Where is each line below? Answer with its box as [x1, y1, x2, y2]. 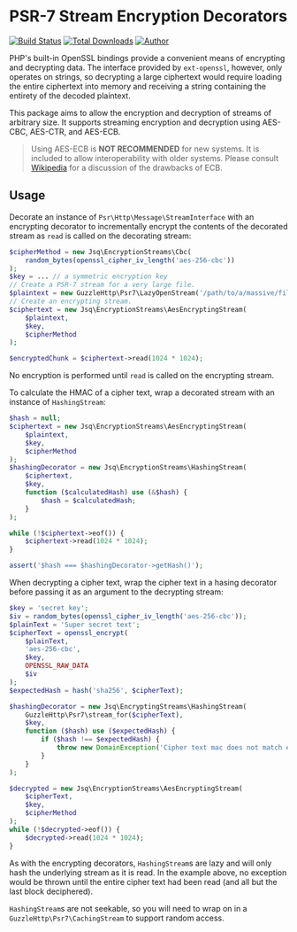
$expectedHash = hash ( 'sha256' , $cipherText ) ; [9, 686, 184, 695]
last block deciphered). [9, 886, 94, 897]
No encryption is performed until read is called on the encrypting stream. [9, 370, 275, 381]
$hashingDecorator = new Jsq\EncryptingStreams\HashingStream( [9, 702, 247, 711]
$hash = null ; [9, 414, 62, 423]
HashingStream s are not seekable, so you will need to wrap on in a [9, 903, 247, 913]
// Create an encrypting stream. [9, 297, 133, 306]
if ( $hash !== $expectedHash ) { [41, 735, 161, 744]
